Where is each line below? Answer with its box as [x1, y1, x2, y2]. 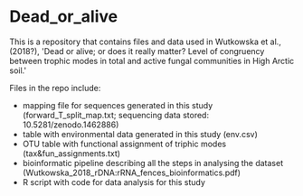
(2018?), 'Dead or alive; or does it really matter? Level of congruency [9, 45, 265, 56]
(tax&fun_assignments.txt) [22, 147, 120, 159]
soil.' [9, 65, 27, 76]
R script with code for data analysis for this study [22, 176, 206, 187]
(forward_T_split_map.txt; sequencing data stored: [22, 109, 210, 120]
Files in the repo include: [9, 82, 101, 93]
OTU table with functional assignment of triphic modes [22, 138, 227, 149]
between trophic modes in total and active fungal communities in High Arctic [9, 55, 295, 66]
